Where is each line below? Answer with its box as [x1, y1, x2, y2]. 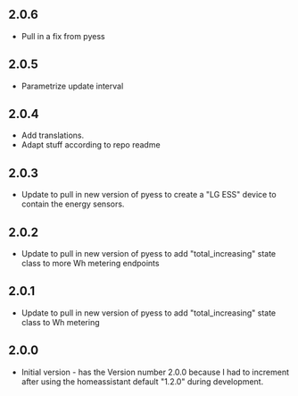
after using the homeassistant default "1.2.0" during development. [21, 375, 264, 387]
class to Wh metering [21, 316, 100, 327]
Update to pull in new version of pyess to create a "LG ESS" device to [21, 190, 277, 200]
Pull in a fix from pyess [21, 30, 105, 41]
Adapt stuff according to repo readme [21, 139, 161, 150]
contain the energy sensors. [21, 198, 125, 209]
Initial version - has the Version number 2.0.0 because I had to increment [21, 367, 290, 377]
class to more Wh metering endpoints [21, 258, 160, 269]
